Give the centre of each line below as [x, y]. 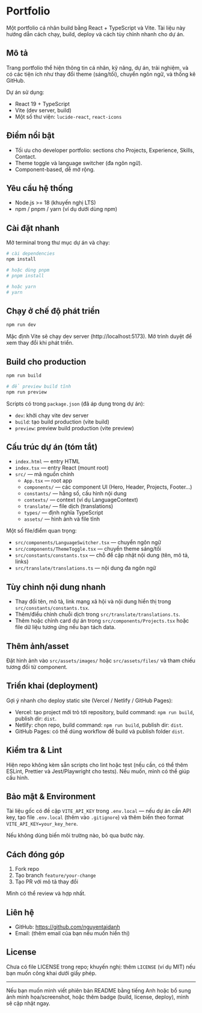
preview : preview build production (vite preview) [74, 428]
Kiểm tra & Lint [34, 751]
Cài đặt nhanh [33, 228]
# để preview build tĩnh [38, 386]
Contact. [26, 156]
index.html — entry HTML [47, 462]
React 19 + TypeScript [42, 104]
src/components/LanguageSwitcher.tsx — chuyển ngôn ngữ [88, 542]
